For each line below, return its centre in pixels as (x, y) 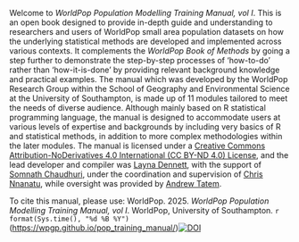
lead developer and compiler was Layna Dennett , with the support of (135, 165)
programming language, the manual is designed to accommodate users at (145, 117)
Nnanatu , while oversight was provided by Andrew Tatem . (116, 184)
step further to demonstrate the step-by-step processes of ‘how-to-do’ (140, 60)
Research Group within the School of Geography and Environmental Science (149, 89)
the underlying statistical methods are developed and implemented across (145, 41)
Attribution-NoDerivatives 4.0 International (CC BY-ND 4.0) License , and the (149, 155)
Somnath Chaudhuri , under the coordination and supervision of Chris (136, 174)
